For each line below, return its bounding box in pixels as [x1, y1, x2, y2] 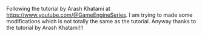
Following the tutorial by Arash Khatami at [6, 5, 110, 12]
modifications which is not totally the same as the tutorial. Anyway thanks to [6, 18, 197, 24]
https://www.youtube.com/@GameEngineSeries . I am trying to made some [6, 11, 193, 18]
